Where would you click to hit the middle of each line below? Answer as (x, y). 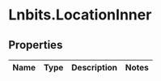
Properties (36, 45)
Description (94, 68)
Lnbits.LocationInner (80, 15)
